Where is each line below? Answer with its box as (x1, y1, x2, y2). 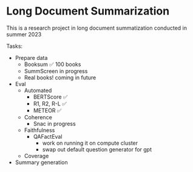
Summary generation (15, 159, 68, 166)
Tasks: (6, 42, 23, 50)
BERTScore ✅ (33, 93, 68, 101)
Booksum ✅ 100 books (24, 61, 81, 68)
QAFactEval (33, 133, 63, 140)
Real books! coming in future (24, 74, 96, 81)
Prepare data (15, 54, 48, 61)
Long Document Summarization (6, 4, 170, 18)
